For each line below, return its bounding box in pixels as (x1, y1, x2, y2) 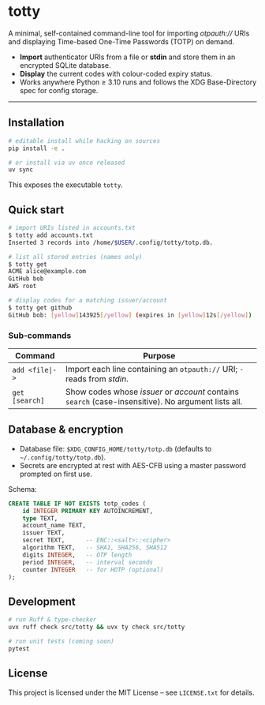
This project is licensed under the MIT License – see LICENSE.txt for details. (8, 688, 255, 697)
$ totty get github (8, 303, 73, 312)
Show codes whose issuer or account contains (65, 386, 239, 397)
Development (8, 594, 77, 608)
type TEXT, (22, 514, 58, 523)
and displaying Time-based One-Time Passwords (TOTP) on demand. (8, 36, 235, 46)
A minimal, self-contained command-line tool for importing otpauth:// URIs (8, 28, 250, 38)
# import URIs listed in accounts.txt (8, 224, 136, 232)
